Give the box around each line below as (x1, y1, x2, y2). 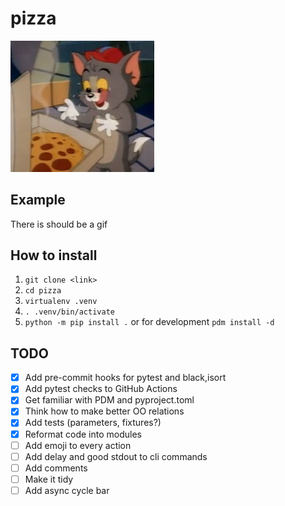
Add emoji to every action (24, 439, 132, 451)
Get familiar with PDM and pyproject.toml (24, 394, 195, 406)
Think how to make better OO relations (24, 405, 185, 417)
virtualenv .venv (24, 297, 98, 307)
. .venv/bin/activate (24, 307, 115, 317)
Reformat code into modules (24, 428, 142, 440)
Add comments (24, 462, 88, 474)
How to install (10, 247, 98, 264)
